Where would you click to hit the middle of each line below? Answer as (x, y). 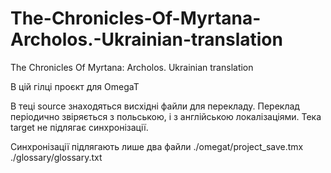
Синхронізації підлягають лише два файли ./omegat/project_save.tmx (157, 146)
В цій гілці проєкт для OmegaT (75, 86)
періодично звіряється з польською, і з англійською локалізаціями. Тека (166, 116)
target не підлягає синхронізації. (79, 127)
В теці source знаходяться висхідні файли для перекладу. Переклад (155, 106)
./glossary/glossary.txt (56, 157)
